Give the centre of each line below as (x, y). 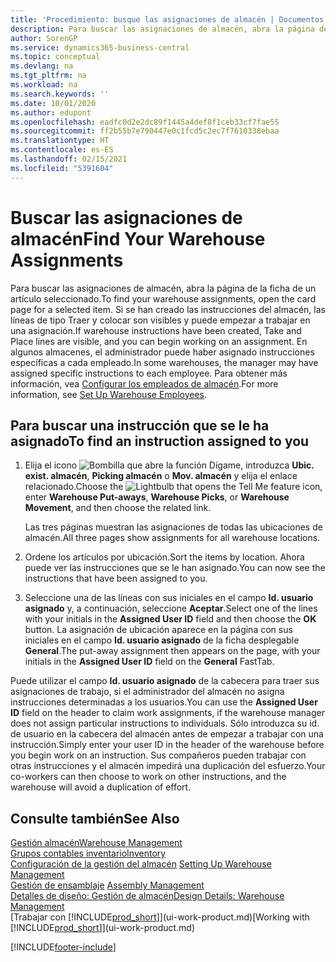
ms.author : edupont (51, 112)
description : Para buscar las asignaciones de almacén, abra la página (162, 29)
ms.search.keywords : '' (60, 94)
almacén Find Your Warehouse (138, 238)
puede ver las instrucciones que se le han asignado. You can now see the (175, 568)
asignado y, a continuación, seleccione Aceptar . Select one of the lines (171, 608)
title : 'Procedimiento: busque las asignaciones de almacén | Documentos (167, 19)
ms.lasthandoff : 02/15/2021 (69, 159)
